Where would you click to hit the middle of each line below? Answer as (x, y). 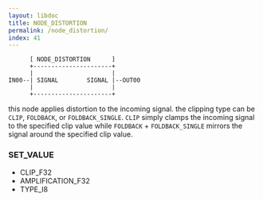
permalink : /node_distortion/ (59, 30)
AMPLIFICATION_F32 (55, 180)
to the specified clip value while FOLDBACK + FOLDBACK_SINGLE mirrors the (126, 126)
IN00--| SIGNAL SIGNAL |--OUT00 (75, 80)
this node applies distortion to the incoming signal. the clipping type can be (131, 109)
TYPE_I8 (34, 189)
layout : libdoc (33, 15)
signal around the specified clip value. (71, 134)
